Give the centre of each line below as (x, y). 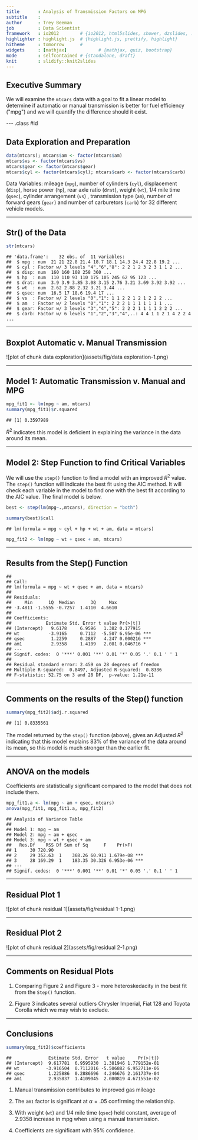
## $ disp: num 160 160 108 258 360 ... (59, 273)
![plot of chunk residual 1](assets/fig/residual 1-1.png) (71, 909)
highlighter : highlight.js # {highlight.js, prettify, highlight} (92, 39)
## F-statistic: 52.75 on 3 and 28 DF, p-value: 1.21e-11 (80, 675)
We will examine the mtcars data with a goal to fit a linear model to (86, 99)
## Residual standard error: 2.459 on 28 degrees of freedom (83, 665)
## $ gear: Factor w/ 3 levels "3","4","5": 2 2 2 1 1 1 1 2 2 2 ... (95, 309)
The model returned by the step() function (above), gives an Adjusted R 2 (95, 734)
